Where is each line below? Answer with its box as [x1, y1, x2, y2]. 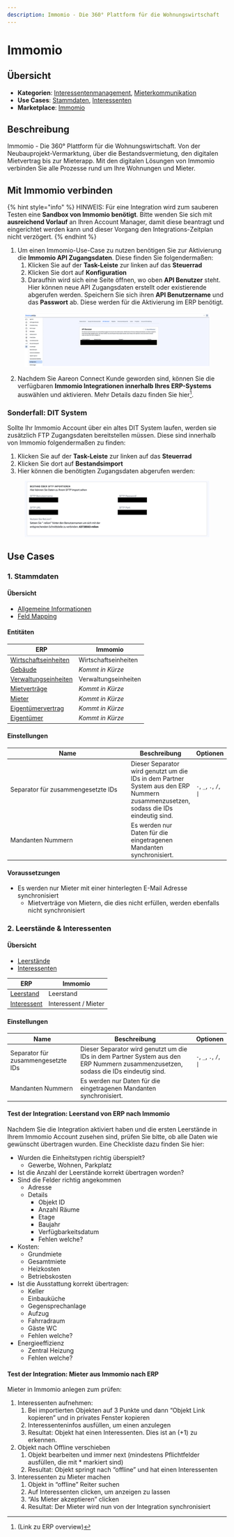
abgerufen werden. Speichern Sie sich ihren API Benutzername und [27, 290, 224, 299]
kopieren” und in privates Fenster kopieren [27, 1413, 150, 1422]
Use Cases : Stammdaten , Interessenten [17, 96, 132, 104]
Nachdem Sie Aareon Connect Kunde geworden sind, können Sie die [17, 374, 215, 383]
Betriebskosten [27, 1272, 72, 1280]
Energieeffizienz [17, 1339, 65, 1347]
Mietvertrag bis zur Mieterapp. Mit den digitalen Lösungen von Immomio [7, 157, 214, 165]
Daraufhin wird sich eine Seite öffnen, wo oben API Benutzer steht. [27, 276, 221, 284]
